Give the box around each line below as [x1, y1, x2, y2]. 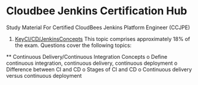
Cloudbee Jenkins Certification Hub [6, 4, 187, 18]
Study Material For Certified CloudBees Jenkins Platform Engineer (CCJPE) [6, 24, 190, 31]
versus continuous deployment [6, 72, 82, 79]
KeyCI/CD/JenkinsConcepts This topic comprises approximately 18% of [14, 35, 190, 42]
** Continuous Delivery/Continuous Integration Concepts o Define [6, 53, 168, 60]
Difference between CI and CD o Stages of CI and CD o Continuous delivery [6, 65, 192, 73]
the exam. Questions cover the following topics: [14, 42, 132, 49]
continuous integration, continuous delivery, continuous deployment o [6, 59, 178, 67]
